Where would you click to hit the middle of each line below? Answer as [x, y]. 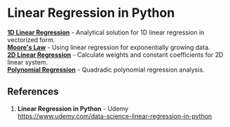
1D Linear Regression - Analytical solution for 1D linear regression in [106, 32]
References [33, 92]
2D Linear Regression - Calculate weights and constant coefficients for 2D [115, 55]
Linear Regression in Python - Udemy [73, 108]
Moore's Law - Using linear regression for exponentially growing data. [109, 47]
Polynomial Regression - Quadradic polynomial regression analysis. [106, 69]
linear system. [27, 62]
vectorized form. [31, 39]
